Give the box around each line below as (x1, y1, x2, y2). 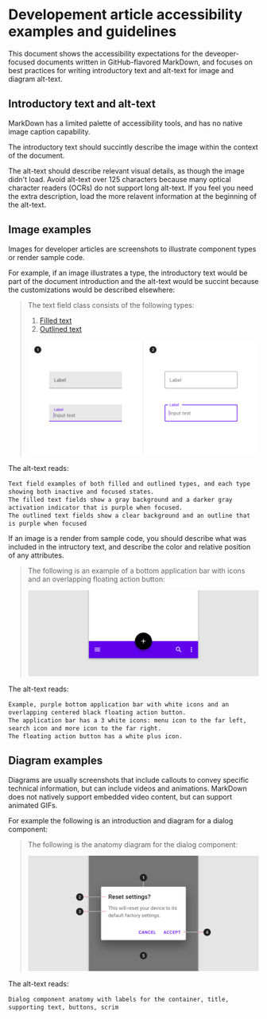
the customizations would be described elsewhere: (8, 285, 176, 294)
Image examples (8, 223, 91, 236)
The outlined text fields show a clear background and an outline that (8, 511, 250, 519)
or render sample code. (8, 252, 85, 262)
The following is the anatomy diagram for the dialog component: (27, 839, 238, 849)
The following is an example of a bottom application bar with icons (27, 566, 246, 575)
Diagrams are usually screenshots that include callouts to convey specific (8, 775, 250, 784)
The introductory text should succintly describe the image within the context (8, 142, 258, 152)
